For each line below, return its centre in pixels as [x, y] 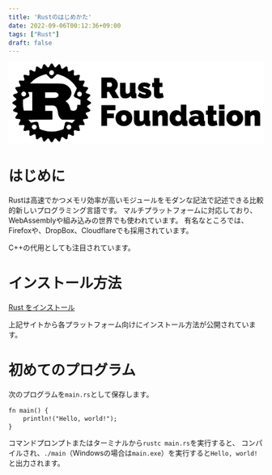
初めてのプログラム [72, 370]
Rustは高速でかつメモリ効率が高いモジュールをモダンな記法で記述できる [129, 200]
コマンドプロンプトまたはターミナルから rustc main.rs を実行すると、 [124, 443]
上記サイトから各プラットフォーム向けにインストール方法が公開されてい [129, 324]
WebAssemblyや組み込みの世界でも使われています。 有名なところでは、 [128, 220]
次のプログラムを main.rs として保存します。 [81, 394]
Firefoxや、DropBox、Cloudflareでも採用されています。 [101, 230]
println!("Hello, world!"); [70, 418]
